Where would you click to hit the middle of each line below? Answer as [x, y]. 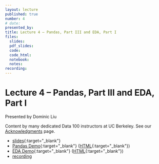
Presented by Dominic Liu [31, 116]
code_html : [20, 55]
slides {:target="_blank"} [36, 141]
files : [12, 37]
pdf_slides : [22, 46]
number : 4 [15, 19]
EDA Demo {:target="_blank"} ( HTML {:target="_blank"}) [68, 151]
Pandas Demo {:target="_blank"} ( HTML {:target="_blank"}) [71, 146]
